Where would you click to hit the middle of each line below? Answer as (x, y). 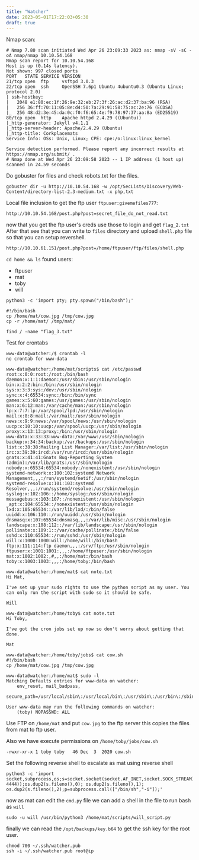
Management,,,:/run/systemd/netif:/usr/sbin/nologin (73, 479)
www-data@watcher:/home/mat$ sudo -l (53, 676)
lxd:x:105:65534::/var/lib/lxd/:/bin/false (61, 510)
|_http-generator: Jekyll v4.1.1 (47, 123)
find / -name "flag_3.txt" (39, 332)
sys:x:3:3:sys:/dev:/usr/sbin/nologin (54, 390)
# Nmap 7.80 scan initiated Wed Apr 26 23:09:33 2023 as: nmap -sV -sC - (99, 50)
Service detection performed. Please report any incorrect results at (95, 149)
